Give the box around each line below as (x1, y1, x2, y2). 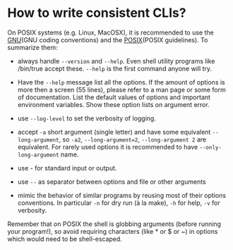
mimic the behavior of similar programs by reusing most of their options (17, 191, 227, 199)
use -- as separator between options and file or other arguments (17, 177, 206, 186)
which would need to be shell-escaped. (7, 235, 122, 243)
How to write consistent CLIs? (7, 5, 186, 21)
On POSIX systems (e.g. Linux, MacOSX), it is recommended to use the (7, 28, 214, 37)
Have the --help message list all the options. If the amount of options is (17, 77, 225, 86)
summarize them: (7, 43, 58, 51)
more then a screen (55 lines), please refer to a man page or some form (17, 85, 226, 94)
